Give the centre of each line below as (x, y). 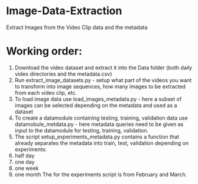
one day (25, 162)
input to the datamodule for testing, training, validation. (82, 130)
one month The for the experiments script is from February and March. (101, 174)
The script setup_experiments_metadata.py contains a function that (97, 137)
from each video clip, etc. (46, 92)
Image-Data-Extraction (64, 11)
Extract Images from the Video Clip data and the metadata (77, 27)
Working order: (44, 51)
